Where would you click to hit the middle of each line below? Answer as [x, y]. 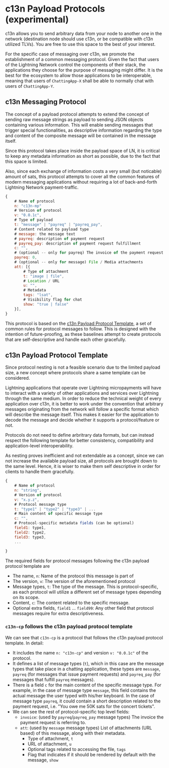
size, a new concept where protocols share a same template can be [75, 373]
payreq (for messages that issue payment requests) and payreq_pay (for [87, 674]
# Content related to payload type [52, 229]
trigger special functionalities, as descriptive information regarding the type [84, 130]
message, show [43, 760]
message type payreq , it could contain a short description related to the [87, 701]
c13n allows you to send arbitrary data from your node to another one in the [84, 33]
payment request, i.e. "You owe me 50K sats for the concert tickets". [84, 706]
